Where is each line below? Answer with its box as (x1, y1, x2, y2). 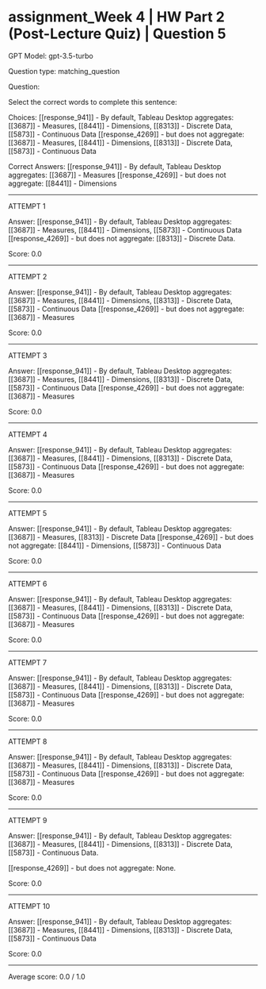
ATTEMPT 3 (8, 350, 47, 360)
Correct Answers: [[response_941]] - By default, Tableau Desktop (8, 161, 222, 171)
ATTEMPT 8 (8, 737, 47, 746)
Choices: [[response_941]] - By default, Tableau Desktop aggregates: (8, 112, 234, 122)
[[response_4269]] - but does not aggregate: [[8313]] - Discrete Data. (8, 233, 236, 243)
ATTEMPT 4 (8, 429, 47, 439)
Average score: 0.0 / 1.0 (8, 972, 85, 981)
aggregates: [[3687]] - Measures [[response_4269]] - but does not (8, 170, 227, 179)
